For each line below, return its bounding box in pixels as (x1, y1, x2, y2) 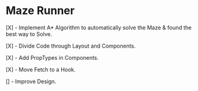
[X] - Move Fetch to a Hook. (5, 65, 76, 73)
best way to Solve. (5, 30, 53, 37)
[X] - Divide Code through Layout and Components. (5, 42, 136, 49)
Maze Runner (5, 4, 75, 18)
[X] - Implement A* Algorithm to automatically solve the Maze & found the (5, 24, 192, 31)
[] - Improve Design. (5, 78, 56, 85)
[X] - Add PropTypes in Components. (5, 54, 99, 61)
